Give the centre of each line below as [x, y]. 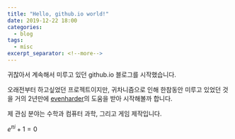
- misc [23, 47]
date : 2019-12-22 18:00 [42, 21]
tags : [15, 40]
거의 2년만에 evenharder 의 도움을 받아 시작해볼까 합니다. [93, 98]
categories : [25, 27]
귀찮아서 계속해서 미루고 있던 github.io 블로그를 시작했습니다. [92, 74]
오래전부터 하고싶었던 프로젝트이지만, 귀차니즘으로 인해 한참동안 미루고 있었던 [114, 89]
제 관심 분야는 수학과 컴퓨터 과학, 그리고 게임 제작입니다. [85, 113]
